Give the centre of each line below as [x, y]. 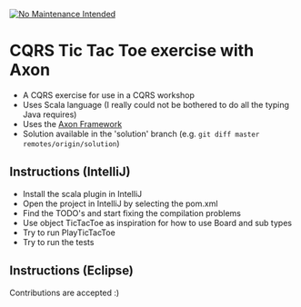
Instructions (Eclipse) [72, 271]
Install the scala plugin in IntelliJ [82, 193]
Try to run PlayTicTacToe [69, 233]
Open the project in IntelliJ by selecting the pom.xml [120, 203]
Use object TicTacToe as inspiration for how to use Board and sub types [157, 223]
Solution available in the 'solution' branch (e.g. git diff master [141, 134]
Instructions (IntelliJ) [70, 172]
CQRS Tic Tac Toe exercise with [132, 51]
